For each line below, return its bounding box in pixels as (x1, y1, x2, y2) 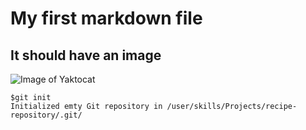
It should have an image (10, 47, 162, 64)
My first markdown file (10, 7, 203, 30)
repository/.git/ (10, 110, 83, 120)
